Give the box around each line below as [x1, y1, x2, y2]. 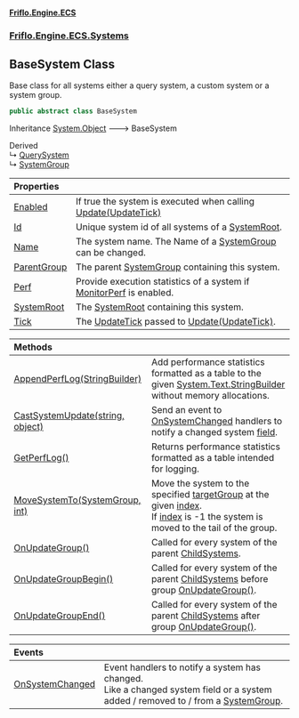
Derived [9, 141, 38, 151]
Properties [13, 181, 60, 193]
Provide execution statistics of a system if [75, 276, 250, 288]
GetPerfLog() [13, 452, 69, 464]
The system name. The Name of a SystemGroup [75, 236, 277, 248]
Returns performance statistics [150, 440, 280, 453]
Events [13, 646, 44, 658]
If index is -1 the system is [150, 511, 263, 523]
